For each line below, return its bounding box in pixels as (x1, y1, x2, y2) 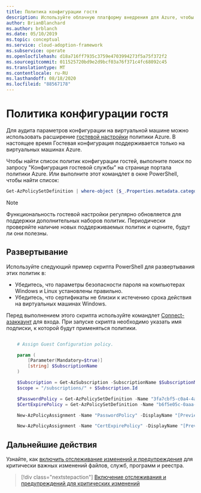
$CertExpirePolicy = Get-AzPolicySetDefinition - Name (17, 401, 154, 407)
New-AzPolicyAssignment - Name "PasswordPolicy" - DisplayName (17, 412, 172, 418)
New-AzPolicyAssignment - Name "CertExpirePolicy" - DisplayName (17, 423, 178, 429)
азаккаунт (6, 318, 32, 325)
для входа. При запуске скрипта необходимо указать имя (33, 318, 182, 325)
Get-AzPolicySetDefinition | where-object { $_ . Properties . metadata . (6, 188, 181, 194)
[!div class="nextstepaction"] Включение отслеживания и (20, 474, 166, 481)
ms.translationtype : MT (6, 64, 66, 71)
